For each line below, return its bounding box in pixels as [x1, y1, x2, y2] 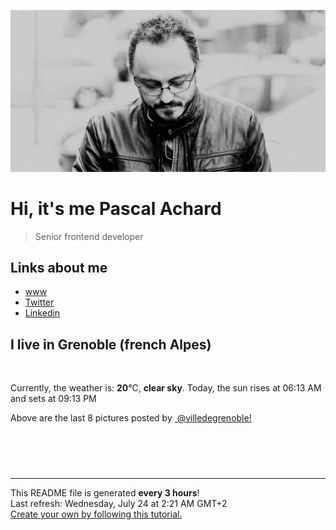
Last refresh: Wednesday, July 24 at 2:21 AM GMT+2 [10, 498, 228, 510]
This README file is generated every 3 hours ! [10, 487, 200, 499]
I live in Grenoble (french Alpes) [10, 336, 212, 353]
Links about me [10, 259, 108, 276]
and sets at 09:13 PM [10, 393, 97, 405]
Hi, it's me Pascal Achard [10, 197, 222, 220]
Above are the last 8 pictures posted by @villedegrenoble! [10, 412, 252, 424]
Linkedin [24, 307, 61, 319]
